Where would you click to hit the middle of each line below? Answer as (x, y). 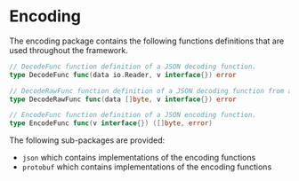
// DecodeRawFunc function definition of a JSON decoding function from (147, 90)
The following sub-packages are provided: (87, 140)
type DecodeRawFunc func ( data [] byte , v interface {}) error (123, 99)
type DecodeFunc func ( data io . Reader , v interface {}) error (123, 75)
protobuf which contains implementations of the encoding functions (147, 167)
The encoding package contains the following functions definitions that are (147, 41)
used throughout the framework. (69, 50)
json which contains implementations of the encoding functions (139, 158)
